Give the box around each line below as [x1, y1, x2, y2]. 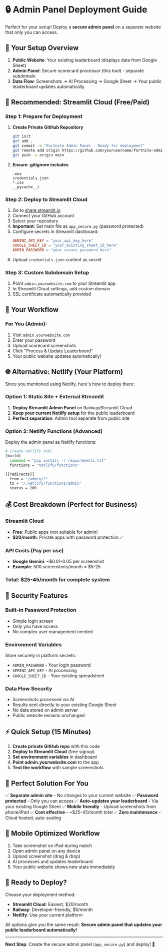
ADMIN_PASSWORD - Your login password [12, 662, 91, 668]
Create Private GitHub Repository [12, 124, 83, 130]
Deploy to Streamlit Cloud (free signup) [12, 749, 95, 755]
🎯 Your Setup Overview [5, 43, 79, 52]
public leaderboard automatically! [5, 927, 77, 933]
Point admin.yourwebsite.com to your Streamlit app [12, 280, 116, 286]
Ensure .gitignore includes [12, 161, 69, 167]
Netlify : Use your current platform [12, 912, 83, 918]
